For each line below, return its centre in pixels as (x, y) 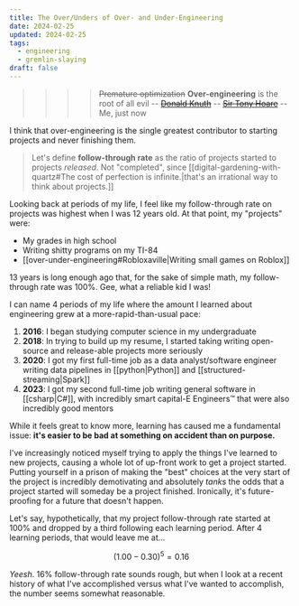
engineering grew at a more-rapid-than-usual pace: (105, 313)
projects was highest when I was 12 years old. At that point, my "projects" (146, 213)
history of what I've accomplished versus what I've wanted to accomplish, (147, 583)
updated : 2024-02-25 (48, 34)
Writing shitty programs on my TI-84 (90, 250)
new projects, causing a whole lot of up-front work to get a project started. (148, 462)
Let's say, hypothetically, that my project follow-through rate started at (140, 518)
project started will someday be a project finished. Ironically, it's (128, 491)
